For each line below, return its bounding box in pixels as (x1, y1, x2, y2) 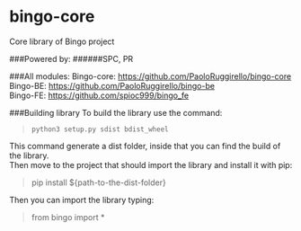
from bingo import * (31, 211, 105, 222)
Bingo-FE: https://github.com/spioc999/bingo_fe (9, 90, 190, 101)
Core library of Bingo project (9, 36, 115, 47)
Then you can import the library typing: (9, 194, 155, 205)
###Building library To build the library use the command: (9, 107, 223, 118)
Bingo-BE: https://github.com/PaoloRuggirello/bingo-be (9, 80, 216, 91)
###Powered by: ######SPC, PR (9, 53, 134, 64)
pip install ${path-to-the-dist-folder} (31, 177, 166, 188)
